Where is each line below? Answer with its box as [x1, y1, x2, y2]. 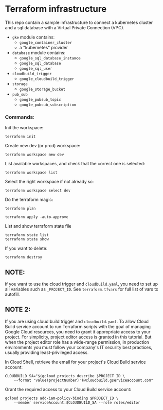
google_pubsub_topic [19, 97, 61, 102]
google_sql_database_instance [19, 56, 81, 60]
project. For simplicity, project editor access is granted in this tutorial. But [5, 334, 152, 340]
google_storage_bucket [19, 87, 66, 92]
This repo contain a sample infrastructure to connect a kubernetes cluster [5, 20, 153, 25]
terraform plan [5, 206, 36, 211]
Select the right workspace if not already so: [5, 179, 94, 185]
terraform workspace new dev [5, 152, 64, 157]
